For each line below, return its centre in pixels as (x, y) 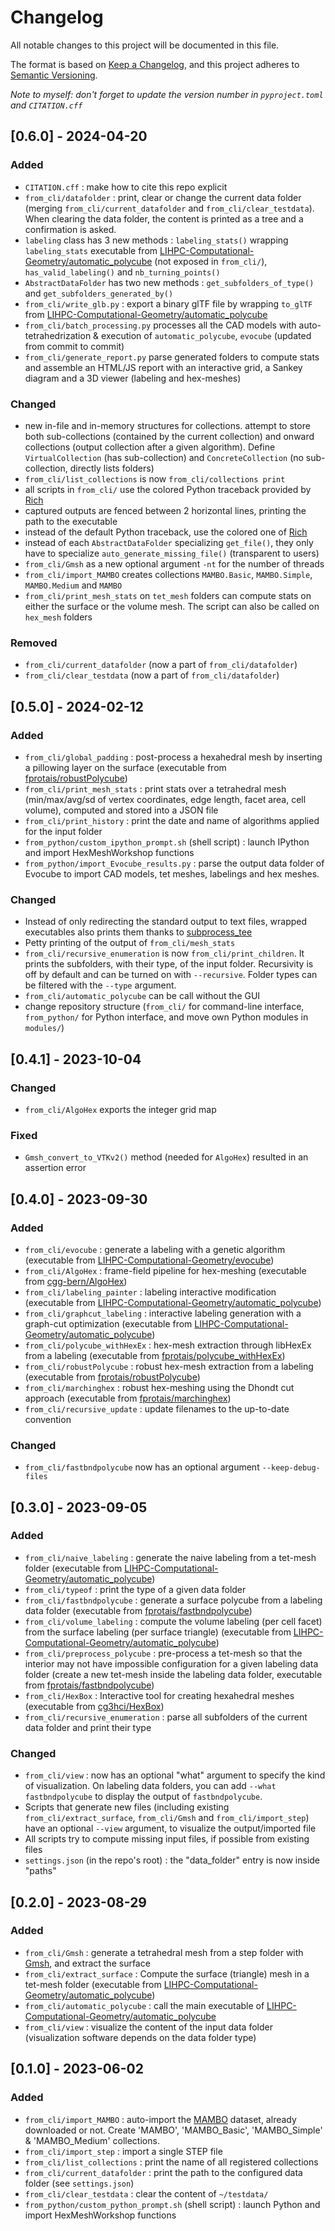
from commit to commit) (74, 346)
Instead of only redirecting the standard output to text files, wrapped (166, 922)
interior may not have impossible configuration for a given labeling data (171, 1663)
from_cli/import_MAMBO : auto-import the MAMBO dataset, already (160, 2119)
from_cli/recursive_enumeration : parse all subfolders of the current (166, 1717)
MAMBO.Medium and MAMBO (73, 585)
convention (48, 1419)
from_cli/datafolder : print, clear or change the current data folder (163, 197)
